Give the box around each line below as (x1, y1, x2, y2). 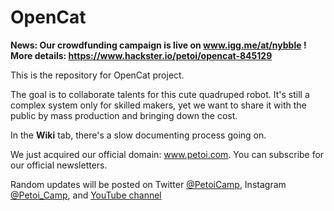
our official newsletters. (10, 159, 108, 171)
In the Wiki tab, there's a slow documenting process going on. (10, 129, 267, 141)
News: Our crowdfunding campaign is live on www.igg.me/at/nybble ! (10, 39, 307, 51)
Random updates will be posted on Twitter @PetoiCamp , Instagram (10, 178, 287, 190)
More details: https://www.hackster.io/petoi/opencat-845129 (10, 49, 273, 61)
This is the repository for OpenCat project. (10, 69, 185, 81)
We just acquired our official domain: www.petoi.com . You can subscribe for (10, 148, 325, 160)
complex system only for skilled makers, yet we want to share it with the (10, 99, 307, 111)
